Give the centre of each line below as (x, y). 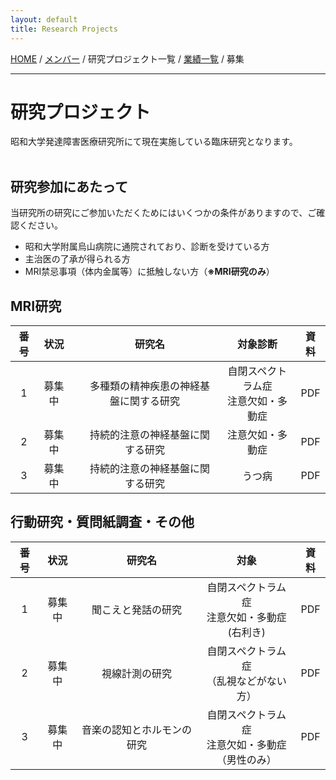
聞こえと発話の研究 (137, 609)
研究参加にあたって (69, 186)
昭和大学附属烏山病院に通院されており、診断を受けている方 (147, 247)
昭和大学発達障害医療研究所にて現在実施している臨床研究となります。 (154, 142)
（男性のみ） (246, 759)
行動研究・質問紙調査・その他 (102, 522)
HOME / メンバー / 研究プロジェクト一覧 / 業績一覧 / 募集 (127, 58)
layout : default (44, 19)
